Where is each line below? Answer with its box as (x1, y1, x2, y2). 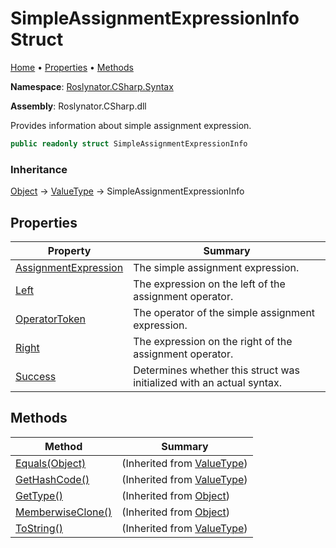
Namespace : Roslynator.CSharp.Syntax (10, 80, 174, 92)
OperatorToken (15, 312, 87, 326)
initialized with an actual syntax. (133, 375, 283, 389)
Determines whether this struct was (133, 363, 301, 377)
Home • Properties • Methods (10, 61, 134, 73)
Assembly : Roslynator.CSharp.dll (10, 100, 147, 112)
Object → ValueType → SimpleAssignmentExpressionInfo (10, 185, 245, 197)
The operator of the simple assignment (133, 305, 316, 319)
